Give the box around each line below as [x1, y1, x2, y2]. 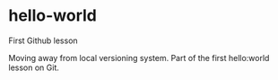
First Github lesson [8, 35, 78, 46]
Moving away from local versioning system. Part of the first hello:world [8, 52, 270, 63]
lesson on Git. [8, 62, 59, 73]
